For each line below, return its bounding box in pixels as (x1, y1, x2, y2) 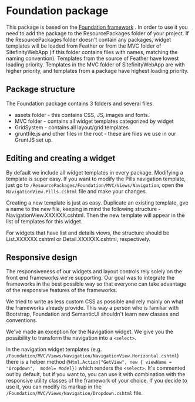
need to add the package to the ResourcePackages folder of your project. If (6, 29, 189, 36)
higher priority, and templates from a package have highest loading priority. (6, 67, 189, 74)
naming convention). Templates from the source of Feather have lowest (6, 55, 179, 62)
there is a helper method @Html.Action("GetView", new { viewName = (6, 359, 172, 366)
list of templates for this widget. (6, 217, 83, 225)
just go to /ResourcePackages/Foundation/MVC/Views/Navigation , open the (6, 181, 184, 189)
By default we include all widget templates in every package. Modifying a (6, 169, 183, 176)
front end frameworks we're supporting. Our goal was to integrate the (6, 274, 175, 282)
